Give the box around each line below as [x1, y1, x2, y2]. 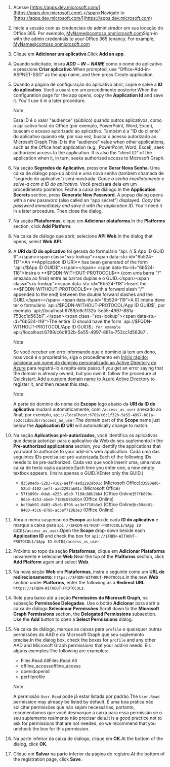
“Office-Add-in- [117, 66, 151, 72]
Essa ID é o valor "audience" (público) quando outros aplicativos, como [13, 117, 162, 123]
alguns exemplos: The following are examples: [13, 648, 108, 654]
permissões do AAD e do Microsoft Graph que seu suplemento [13, 631, 144, 638]
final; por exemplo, [13, 412, 53, 418]
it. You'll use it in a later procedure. [13, 97, 86, 104]
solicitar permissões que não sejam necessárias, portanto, [13, 704, 135, 710]
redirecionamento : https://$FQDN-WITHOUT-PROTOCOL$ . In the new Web [13, 574, 159, 580]
